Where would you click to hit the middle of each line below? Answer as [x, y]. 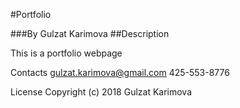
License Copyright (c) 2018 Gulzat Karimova [101, 92]
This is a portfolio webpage [66, 53]
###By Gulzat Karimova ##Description [90, 33]
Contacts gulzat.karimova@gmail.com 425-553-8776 [120, 72]
